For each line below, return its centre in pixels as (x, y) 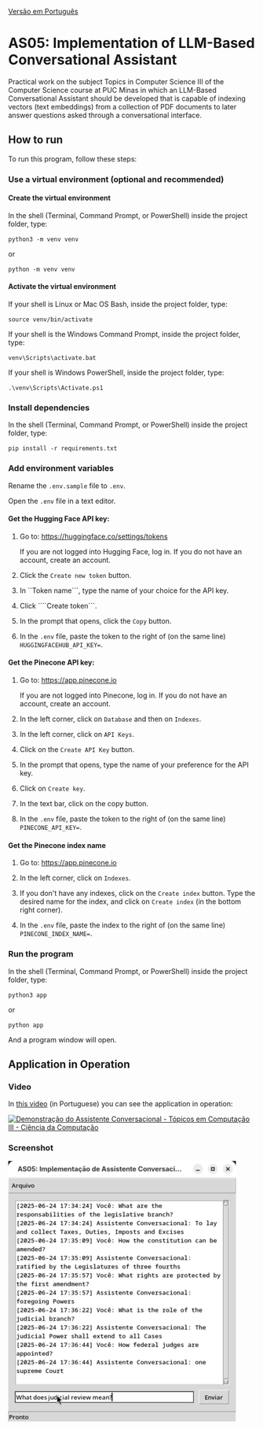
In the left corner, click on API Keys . (77, 735)
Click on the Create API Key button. (77, 750)
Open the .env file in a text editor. (62, 501)
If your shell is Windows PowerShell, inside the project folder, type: (116, 372)
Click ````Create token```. (58, 605)
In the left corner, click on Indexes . (75, 878)
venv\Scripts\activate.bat (52, 358)
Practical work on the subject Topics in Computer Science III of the (116, 81)
